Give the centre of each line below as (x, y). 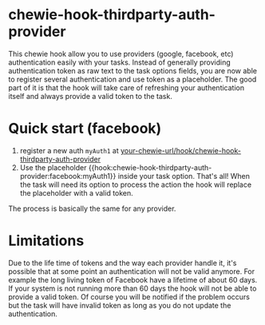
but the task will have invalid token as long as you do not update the (120, 305)
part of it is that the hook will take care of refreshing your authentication (127, 87)
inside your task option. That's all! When (184, 176)
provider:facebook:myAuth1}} (68, 176)
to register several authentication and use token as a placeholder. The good (132, 79)
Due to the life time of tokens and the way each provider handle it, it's (123, 263)
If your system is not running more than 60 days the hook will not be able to (132, 288)
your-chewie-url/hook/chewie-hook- (181, 150)
